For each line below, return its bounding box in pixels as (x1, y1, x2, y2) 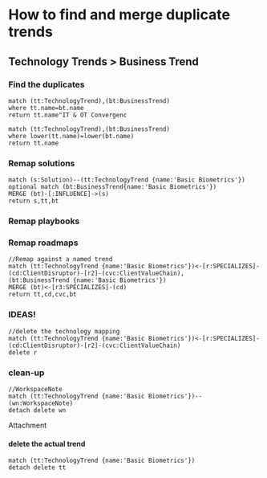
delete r (8, 348, 38, 357)
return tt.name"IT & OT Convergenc (8, 111, 127, 119)
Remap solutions (8, 157, 75, 169)
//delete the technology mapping (8, 327, 120, 335)
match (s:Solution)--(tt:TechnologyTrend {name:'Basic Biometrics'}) (8, 176, 246, 184)
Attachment (8, 420, 47, 430)
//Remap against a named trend (8, 255, 113, 264)
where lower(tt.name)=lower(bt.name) (8, 132, 135, 140)
